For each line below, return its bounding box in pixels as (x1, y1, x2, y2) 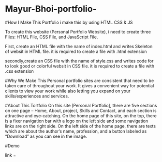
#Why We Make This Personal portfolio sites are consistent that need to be (5, 78, 154, 83)
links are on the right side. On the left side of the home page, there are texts (5, 123, 156, 129)
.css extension (5, 68, 34, 74)
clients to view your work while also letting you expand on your (5, 88, 131, 94)
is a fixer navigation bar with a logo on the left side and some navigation (5, 118, 148, 124)
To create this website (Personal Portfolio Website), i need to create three (5, 29, 151, 34)
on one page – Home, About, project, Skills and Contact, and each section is (5, 108, 157, 113)
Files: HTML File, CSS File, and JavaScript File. (5, 34, 98, 40)
